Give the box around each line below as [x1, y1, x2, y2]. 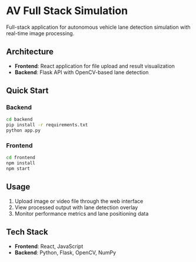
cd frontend [6, 154, 35, 161]
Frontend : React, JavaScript [14, 243, 84, 250]
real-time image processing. [6, 29, 75, 36]
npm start [6, 166, 31, 172]
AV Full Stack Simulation [6, 4, 128, 18]
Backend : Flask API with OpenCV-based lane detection [14, 69, 149, 76]
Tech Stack [6, 227, 48, 237]
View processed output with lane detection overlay [14, 204, 138, 211]
